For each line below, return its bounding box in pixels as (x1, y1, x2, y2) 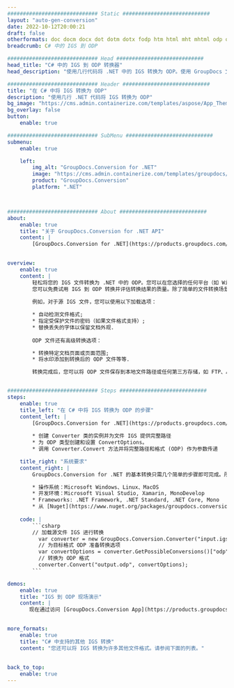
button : (7, 113, 30, 120)
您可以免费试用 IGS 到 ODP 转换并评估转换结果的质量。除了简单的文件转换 (32, 286, 219, 292)
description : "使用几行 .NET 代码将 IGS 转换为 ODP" (7, 93, 153, 101)
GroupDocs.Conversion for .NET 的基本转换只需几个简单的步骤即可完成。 (32, 471, 224, 478)
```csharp (32, 522, 61, 529)
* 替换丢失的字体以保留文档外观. (32, 324, 115, 331)
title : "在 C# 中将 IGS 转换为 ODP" (7, 87, 107, 94)
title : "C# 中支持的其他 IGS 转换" (19, 638, 115, 645)
